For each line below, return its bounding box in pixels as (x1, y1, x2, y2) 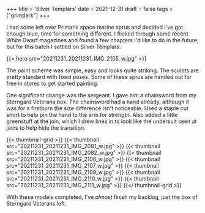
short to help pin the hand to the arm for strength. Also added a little (6, 111, 178, 118)
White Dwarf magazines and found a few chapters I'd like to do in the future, (6, 37, 199, 43)
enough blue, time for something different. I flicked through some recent (6, 30, 188, 37)
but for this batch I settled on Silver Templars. (6, 43, 121, 50)
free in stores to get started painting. (6, 80, 99, 87)
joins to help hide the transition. (6, 124, 86, 131)
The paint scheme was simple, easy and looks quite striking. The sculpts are (6, 67, 199, 74)
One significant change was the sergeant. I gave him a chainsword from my (6, 92, 197, 99)
